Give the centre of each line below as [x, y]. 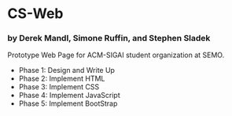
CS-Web [35, 14]
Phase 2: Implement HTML [62, 78]
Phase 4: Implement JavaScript [69, 96]
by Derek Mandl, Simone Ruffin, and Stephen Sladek [109, 38]
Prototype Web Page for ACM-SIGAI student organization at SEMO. [116, 55]
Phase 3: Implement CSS [59, 87]
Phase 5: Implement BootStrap [68, 103]
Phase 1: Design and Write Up [67, 71]
